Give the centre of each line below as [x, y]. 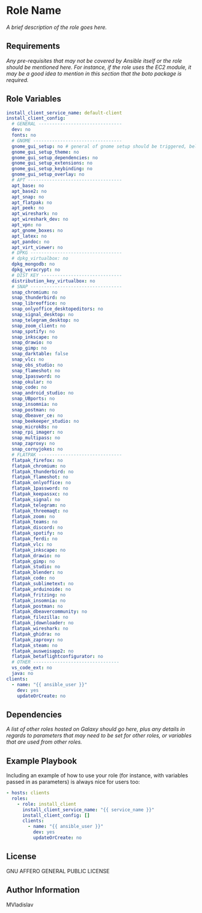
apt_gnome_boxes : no [37, 230]
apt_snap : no [28, 197]
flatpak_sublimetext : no [43, 584]
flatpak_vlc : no [32, 544]
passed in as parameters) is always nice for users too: [73, 782]
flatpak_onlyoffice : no [41, 483]
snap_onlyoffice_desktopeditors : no [57, 309]
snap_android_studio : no [43, 393]
